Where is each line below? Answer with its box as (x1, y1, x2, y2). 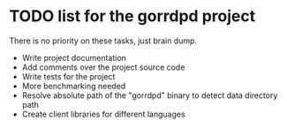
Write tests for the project (21, 71, 116, 81)
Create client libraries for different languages (21, 109, 185, 119)
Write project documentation (21, 52, 126, 63)
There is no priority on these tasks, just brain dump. (9, 35, 197, 46)
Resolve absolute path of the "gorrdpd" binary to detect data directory (21, 90, 278, 101)
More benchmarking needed (21, 80, 126, 91)
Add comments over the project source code (21, 62, 185, 72)
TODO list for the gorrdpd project (9, 6, 256, 26)
